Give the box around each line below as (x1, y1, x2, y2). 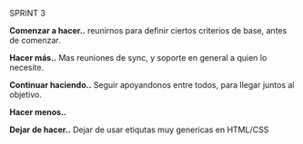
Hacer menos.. (9, 107, 66, 117)
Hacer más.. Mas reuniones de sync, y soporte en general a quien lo (9, 53, 268, 62)
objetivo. (9, 90, 43, 100)
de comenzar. (9, 35, 61, 45)
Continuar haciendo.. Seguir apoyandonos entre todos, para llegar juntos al (9, 80, 295, 90)
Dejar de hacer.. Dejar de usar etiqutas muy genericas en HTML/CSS (9, 124, 269, 135)
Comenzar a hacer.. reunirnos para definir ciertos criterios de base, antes (9, 25, 288, 35)
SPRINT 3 (9, 8, 45, 18)
